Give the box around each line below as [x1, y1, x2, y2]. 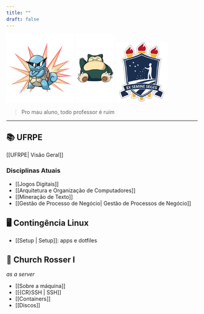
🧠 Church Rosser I [6, 255, 75, 265]
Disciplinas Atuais [6, 167, 61, 175]
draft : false [6, 16, 39, 22]
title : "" [6, 10, 32, 16]
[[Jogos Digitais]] [15, 180, 59, 187]
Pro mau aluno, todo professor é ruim [21, 108, 115, 115]
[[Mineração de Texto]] [15, 193, 73, 200]
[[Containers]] [15, 295, 51, 302]
